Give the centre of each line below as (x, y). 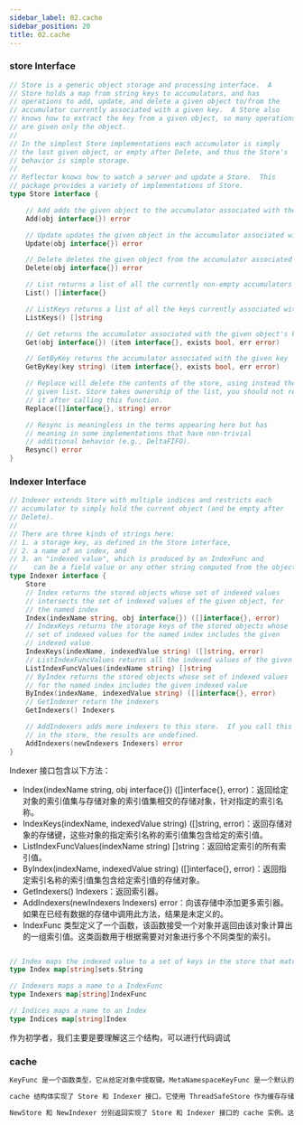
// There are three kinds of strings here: (92, 534)
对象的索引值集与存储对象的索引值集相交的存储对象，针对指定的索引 (149, 801)
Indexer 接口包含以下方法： (60, 770)
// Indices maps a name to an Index (78, 1011)
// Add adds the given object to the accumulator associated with (153, 210)
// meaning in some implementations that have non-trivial (139, 433)
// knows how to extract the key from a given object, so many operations (153, 118)
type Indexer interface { (58, 576)
